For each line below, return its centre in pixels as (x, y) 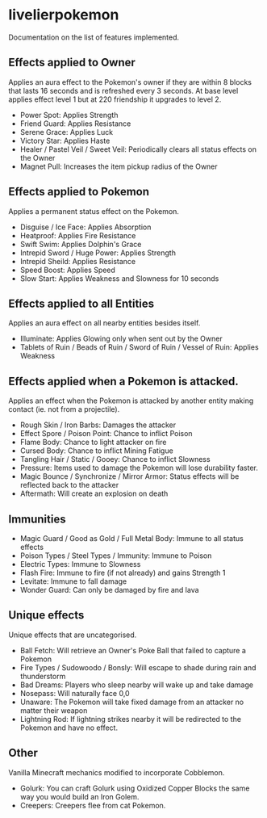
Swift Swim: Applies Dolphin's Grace (81, 244)
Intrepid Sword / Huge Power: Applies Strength (98, 253)
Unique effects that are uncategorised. (73, 635)
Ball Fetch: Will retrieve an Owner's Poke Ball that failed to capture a (133, 650)
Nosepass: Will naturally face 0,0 (75, 693)
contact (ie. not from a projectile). (64, 409)
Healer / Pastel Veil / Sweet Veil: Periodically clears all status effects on (138, 149)
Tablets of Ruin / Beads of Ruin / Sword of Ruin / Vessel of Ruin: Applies (140, 347)
